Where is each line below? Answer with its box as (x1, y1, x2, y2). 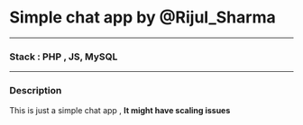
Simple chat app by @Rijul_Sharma (9, 7, 277, 28)
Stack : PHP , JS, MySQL (9, 50, 118, 63)
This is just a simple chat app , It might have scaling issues (9, 104, 231, 115)
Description (9, 85, 62, 97)
